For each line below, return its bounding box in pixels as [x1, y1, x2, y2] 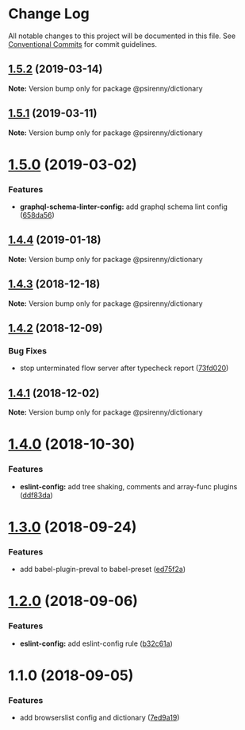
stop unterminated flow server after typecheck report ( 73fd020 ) [19, 363, 229, 373]
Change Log [8, 5, 90, 23]
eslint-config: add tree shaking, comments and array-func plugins [19, 481, 238, 491]
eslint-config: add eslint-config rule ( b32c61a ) [19, 639, 173, 648]
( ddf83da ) [19, 490, 53, 500]
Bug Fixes [8, 345, 48, 356]
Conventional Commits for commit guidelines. [8, 39, 157, 48]
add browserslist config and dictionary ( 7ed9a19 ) [19, 713, 180, 723]
